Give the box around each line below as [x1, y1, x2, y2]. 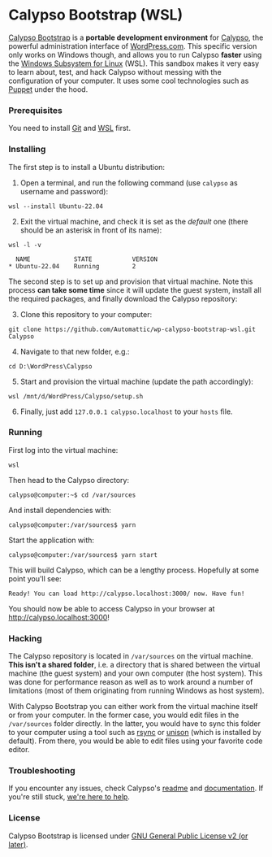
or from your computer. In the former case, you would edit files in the [8, 710, 240, 720]
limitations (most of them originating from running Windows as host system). [8, 685, 265, 696]
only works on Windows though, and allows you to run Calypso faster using [8, 50, 262, 59]
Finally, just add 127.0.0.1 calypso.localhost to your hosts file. [19, 407, 233, 416]
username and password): [19, 186, 108, 196]
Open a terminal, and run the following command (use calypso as [19, 177, 238, 188]
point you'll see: [8, 573, 63, 583]
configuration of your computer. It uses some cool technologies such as [8, 76, 249, 85]
